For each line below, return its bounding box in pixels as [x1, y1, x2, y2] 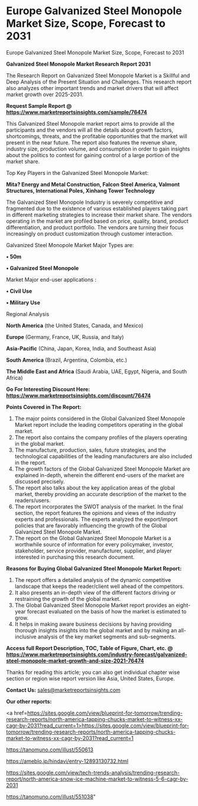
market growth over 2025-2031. [6, 91, 84, 98]
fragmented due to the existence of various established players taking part [6, 204, 188, 212]
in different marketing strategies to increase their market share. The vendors [6, 211, 192, 218]
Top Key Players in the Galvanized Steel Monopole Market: [6, 169, 149, 176]
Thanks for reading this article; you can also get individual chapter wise [6, 669, 180, 676]
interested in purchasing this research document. [14, 553, 135, 561]
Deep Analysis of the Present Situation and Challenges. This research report [6, 78, 192, 85]
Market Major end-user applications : [6, 276, 96, 283]
